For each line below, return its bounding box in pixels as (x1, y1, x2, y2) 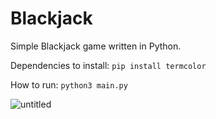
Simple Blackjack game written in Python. (10, 40, 182, 52)
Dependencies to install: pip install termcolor (10, 59, 207, 71)
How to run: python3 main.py (10, 78, 128, 91)
